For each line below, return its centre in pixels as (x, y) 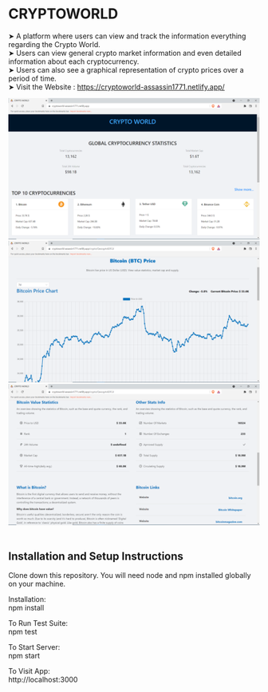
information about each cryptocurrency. (74, 61)
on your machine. (37, 584)
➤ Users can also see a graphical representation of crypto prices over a (126, 69)
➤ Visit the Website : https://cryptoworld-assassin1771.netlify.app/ (116, 87)
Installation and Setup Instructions (96, 556)
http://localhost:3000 (43, 680)
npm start (24, 656)
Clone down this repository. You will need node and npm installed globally (130, 575)
